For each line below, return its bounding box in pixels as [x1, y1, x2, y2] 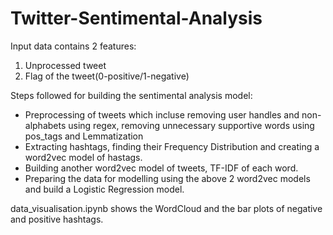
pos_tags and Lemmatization [24, 130, 144, 142]
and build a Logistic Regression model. [24, 183, 185, 195]
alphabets [24, 119, 67, 131]
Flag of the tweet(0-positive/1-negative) [24, 70, 190, 82]
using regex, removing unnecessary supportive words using [68, 119, 315, 131]
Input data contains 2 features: [10, 40, 137, 52]
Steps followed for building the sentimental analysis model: [10, 89, 253, 101]
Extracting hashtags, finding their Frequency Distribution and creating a [24, 140, 320, 152]
